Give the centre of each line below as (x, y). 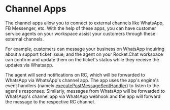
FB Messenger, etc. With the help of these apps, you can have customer (81, 28)
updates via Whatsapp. (29, 65)
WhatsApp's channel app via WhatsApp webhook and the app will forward (83, 96)
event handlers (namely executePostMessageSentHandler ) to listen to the (82, 85)
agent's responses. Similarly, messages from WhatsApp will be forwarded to (85, 91)
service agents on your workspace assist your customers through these (80, 33)
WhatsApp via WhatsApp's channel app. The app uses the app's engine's (82, 80)
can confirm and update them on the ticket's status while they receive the (82, 59)
